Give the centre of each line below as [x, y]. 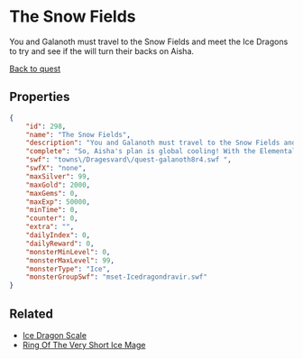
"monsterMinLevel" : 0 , [68, 252]
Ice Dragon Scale [55, 335]
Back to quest [35, 69]
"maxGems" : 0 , [52, 193]
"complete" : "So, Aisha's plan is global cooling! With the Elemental [161, 152]
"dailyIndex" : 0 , [58, 235]
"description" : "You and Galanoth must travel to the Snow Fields [153, 143]
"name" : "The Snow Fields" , [78, 134]
